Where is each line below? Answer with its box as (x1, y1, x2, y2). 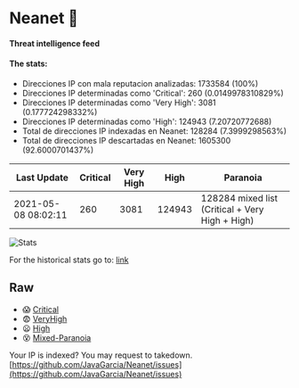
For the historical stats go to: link (9, 254, 129, 265)
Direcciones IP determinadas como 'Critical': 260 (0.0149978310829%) (21, 87, 284, 98)
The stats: (9, 58, 48, 70)
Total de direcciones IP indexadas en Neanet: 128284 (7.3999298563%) (21, 125, 287, 136)
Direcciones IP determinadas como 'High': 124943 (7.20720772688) (21, 116, 272, 127)
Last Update (16, 171, 69, 184)
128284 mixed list (200, 192, 279, 204)
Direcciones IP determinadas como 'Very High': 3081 (21, 97, 216, 108)
